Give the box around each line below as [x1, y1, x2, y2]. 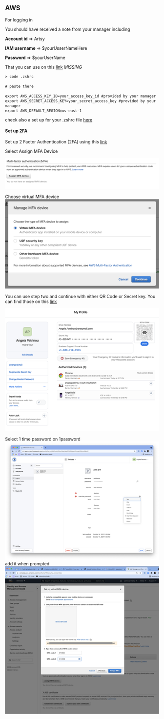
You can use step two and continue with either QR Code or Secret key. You [5, 293, 156, 299]
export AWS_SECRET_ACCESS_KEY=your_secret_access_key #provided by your [5, 99, 156, 103]
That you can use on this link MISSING [5, 64, 82, 70]
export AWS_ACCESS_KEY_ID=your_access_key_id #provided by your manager [5, 94, 156, 99]
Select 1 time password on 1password [5, 436, 81, 442]
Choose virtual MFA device [5, 194, 60, 200]
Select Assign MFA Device [5, 148, 58, 154]
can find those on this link [5, 299, 57, 304]
